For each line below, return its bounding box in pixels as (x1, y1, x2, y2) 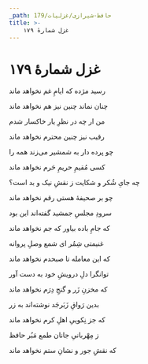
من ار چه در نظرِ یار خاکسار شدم (9, 117, 105, 126)
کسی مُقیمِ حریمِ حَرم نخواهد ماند (9, 162, 105, 172)
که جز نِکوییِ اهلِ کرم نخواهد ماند (9, 315, 105, 325)
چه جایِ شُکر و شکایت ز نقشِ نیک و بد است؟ (9, 178, 140, 188)
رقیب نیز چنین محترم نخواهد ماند (9, 132, 105, 142)
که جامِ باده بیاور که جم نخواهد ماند (9, 224, 110, 233)
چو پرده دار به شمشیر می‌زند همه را (9, 147, 113, 157)
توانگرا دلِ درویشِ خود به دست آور (9, 269, 109, 279)
